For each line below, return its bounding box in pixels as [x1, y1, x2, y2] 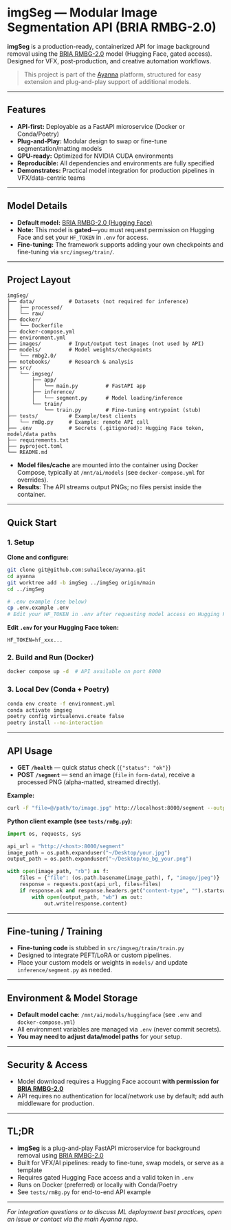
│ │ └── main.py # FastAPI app [7, 382, 146, 390]
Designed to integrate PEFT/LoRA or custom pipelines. [16, 951, 172, 959]
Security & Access [7, 1059, 88, 1071]
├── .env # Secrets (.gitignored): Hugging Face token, [7, 425, 205, 432]
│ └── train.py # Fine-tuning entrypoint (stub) [7, 407, 201, 414]
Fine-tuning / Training [7, 925, 103, 937]
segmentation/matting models [16, 144, 102, 152]
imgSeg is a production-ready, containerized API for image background [7, 42, 210, 50]
